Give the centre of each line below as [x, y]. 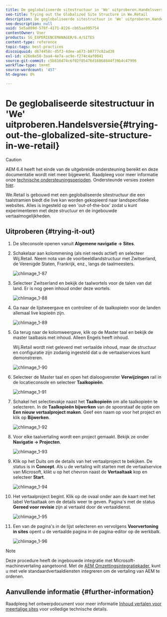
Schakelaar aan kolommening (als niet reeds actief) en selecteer [78, 253]
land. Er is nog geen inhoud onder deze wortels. [62, 288]
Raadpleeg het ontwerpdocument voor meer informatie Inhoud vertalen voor [83, 604]
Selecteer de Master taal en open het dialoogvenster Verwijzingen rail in [87, 377]
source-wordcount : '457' [31, 70]
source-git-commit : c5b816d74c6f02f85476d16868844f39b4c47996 [71, 61]
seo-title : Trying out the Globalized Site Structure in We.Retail [77, 14]
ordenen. [15, 576]
